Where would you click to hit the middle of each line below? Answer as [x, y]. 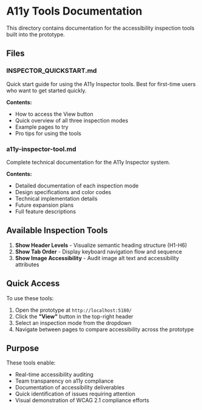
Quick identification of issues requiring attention [75, 394]
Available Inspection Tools [57, 231]
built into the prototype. [36, 34]
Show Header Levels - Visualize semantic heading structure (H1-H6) [101, 245]
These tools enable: [31, 363]
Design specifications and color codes [63, 192]
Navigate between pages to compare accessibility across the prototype [104, 329]
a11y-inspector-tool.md [42, 149]
